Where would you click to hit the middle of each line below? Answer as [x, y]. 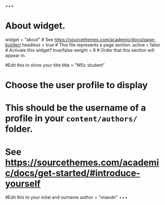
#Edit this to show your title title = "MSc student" [55, 65]
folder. [19, 129]
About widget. [35, 26]
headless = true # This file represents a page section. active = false [91, 45]
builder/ [13, 45]
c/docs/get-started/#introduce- [73, 173]
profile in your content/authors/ [71, 119]
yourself [23, 183]
